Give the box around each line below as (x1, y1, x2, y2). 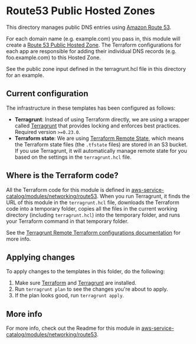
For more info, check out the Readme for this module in (6, 325, 141, 332)
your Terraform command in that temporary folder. (6, 217, 129, 225)
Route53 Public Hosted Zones (6, 4, 155, 18)
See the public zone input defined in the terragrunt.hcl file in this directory (6, 65, 186, 72)
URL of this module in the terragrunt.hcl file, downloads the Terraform (6, 199, 179, 206)
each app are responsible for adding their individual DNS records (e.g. (6, 47, 177, 54)
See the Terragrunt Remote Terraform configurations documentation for (6, 229, 181, 236)
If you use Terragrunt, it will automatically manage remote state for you (14, 147, 187, 154)
